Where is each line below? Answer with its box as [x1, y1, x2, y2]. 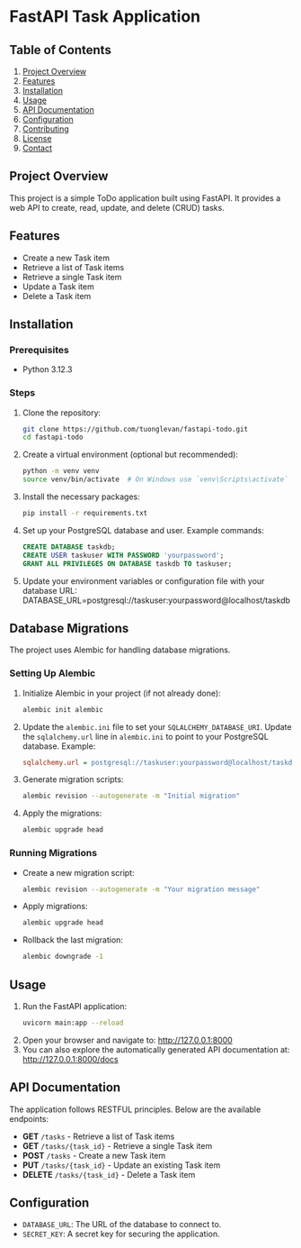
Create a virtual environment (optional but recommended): [22, 449, 238, 460]
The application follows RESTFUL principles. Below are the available [9, 1104, 261, 1115]
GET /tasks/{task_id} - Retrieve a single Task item [22, 1140, 213, 1151]
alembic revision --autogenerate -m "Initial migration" [22, 791, 241, 801]
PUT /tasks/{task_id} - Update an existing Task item [22, 1160, 221, 1171]
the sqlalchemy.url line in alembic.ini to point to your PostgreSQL [22, 731, 270, 742]
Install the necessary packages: [22, 491, 141, 502]
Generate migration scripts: [22, 774, 124, 785]
